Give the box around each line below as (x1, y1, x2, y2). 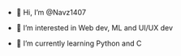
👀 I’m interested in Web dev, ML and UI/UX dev (15, 23, 173, 32)
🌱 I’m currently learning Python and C (15, 38, 142, 48)
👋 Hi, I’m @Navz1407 (15, 8, 87, 17)
